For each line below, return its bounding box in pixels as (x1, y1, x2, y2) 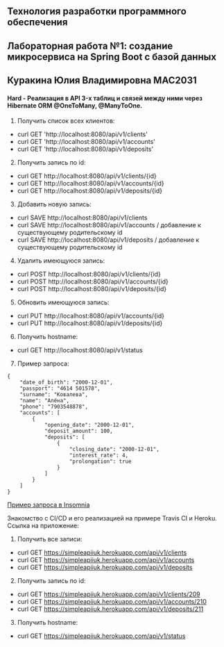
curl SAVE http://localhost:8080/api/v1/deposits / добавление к (17, 236, 200, 244)
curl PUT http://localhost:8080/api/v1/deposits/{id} (17, 319, 163, 327)
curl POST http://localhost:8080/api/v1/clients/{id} (17, 270, 161, 279)
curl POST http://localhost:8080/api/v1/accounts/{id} (17, 277, 169, 286)
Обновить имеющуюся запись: (17, 298, 110, 306)
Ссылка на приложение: (7, 521, 80, 530)
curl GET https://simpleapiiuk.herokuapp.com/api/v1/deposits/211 (17, 605, 204, 614)
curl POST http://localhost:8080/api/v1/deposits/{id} (17, 285, 167, 293)
